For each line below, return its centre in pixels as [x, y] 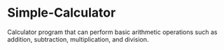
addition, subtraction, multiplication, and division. [78, 39]
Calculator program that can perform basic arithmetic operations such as [112, 32]
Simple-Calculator [62, 13]
